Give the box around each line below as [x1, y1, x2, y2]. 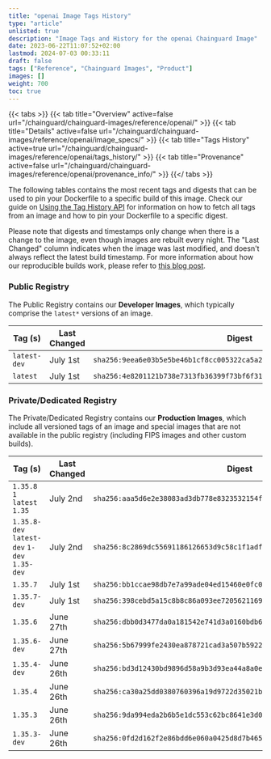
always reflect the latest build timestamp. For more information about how [8, 252, 254, 262]
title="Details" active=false [8, 126, 98, 136]
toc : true [8, 87, 42, 95]
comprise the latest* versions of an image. [8, 308, 153, 318]
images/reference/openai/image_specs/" [8, 135, 144, 145]
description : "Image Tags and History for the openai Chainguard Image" [8, 34, 258, 43]
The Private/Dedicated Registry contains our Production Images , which [8, 413, 247, 422]
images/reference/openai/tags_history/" [8, 152, 141, 162]
